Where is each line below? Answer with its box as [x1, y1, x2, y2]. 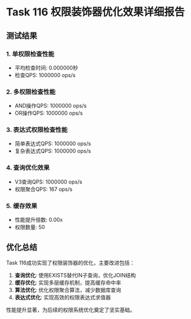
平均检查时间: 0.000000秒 [14, 64, 78, 71]
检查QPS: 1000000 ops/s [14, 71, 75, 78]
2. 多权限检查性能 [6, 88, 56, 96]
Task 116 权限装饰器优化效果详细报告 [6, 5, 185, 19]
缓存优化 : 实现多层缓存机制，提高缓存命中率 [14, 279, 121, 286]
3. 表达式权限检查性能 [6, 126, 68, 134]
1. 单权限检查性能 [6, 49, 55, 58]
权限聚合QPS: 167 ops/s [14, 185, 73, 192]
